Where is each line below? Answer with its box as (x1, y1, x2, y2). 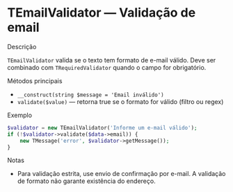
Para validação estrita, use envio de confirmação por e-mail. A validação (17, 170, 226, 178)
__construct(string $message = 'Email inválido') (17, 91, 165, 98)
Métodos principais (7, 76, 63, 85)
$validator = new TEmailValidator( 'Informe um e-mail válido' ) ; (7, 124, 198, 131)
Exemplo (7, 111, 33, 119)
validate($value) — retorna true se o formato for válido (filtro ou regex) (17, 97, 224, 105)
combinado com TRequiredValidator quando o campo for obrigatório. (7, 63, 207, 71)
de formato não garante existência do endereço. (17, 177, 156, 185)
